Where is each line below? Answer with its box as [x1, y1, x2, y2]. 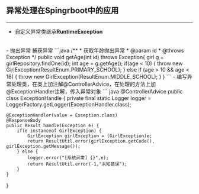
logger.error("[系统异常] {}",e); [27, 154, 109, 161]
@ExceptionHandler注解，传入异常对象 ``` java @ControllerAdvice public [6, 88, 183, 95]
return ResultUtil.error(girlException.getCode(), [27, 138, 155, 144]
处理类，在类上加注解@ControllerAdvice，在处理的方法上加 [11, 80, 156, 88]
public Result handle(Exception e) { [6, 122, 99, 128]
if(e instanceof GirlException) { [17, 128, 102, 134]
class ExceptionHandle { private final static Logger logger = [6, 94, 152, 102]
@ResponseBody [6, 117, 41, 123]
